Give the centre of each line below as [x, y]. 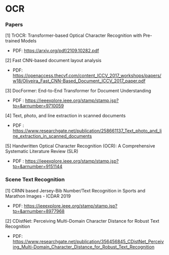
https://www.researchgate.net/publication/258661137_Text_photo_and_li [87, 131]
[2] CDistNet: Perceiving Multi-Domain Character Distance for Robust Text [82, 221]
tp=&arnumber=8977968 [38, 211]
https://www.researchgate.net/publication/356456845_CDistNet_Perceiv [88, 241]
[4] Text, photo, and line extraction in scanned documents [66, 116]
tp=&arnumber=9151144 [37, 167]
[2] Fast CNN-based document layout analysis [53, 61]
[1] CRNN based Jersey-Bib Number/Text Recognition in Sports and [75, 190]
